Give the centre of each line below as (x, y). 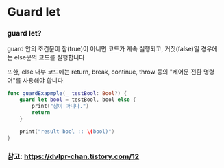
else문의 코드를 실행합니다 (49, 57)
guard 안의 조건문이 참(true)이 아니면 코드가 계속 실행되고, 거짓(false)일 (103, 49)
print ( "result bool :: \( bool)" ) (67, 131)
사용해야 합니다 (43, 81)
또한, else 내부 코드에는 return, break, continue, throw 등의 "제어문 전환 (104, 72)
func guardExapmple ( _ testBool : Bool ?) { (67, 94)
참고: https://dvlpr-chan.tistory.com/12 (73, 156)
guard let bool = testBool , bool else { (78, 100)
